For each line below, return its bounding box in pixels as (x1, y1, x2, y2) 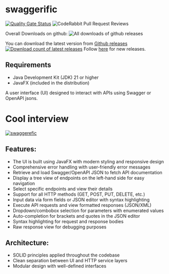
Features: (5, 145, 37, 154)
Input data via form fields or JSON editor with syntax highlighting (12, 196, 150, 203)
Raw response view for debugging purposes (12, 224, 107, 230)
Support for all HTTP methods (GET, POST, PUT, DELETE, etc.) (12, 191, 145, 197)
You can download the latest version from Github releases (5, 40, 128, 47)
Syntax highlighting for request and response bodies (12, 218, 124, 224)
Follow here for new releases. (83, 46, 146, 52)
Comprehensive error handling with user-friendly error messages (12, 164, 151, 170)
